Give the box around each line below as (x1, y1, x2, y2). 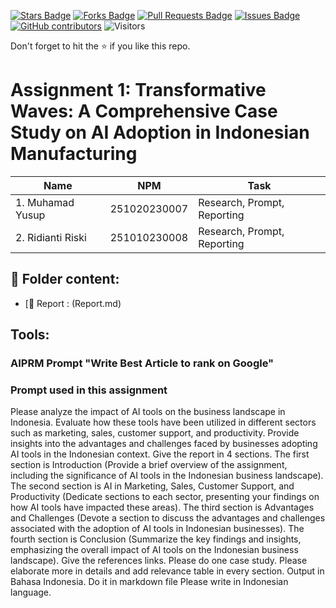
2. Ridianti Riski (15, 230, 87, 244)
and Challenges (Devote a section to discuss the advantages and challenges (10, 512, 326, 524)
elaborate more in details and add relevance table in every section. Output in (10, 565, 325, 577)
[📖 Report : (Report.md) (24, 297, 122, 309)
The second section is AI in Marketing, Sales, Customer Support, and (10, 480, 295, 492)
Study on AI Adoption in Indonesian (10, 121, 310, 144)
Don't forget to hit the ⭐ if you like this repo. (10, 40, 191, 52)
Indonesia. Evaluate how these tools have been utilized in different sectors (10, 416, 317, 429)
